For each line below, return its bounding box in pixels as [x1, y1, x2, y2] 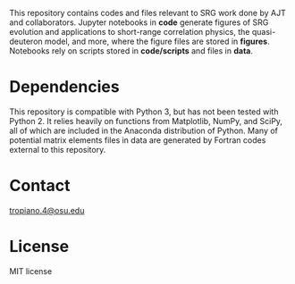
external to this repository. [9, 144, 106, 155]
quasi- [251, 27, 276, 37]
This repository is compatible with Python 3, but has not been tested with [9, 106, 279, 117]
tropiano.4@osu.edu [9, 205, 85, 215]
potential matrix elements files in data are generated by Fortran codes [9, 134, 266, 146]
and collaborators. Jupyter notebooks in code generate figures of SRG [9, 17, 269, 28]
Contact [9, 176, 71, 196]
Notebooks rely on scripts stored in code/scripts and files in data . [9, 46, 253, 56]
